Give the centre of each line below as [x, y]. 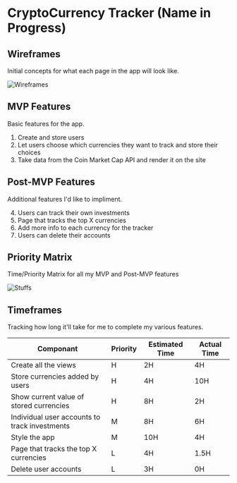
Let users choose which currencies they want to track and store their [118, 145]
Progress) [37, 28]
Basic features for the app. [46, 123]
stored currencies [40, 405]
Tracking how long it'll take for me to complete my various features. [105, 327]
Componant [58, 349]
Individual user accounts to [56, 417]
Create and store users [51, 137]
